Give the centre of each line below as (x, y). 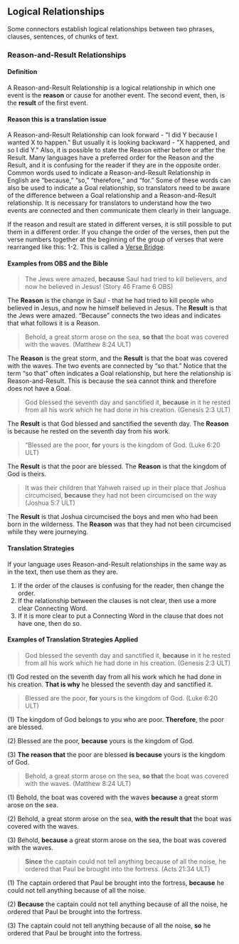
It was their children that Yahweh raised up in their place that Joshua (125, 488)
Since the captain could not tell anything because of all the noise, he (125, 861)
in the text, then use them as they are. (63, 572)
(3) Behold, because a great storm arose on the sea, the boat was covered (117, 840)
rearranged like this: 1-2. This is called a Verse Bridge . (86, 247)
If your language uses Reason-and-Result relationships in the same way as (117, 564)
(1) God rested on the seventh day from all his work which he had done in (115, 676)
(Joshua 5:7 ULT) (50, 503)
